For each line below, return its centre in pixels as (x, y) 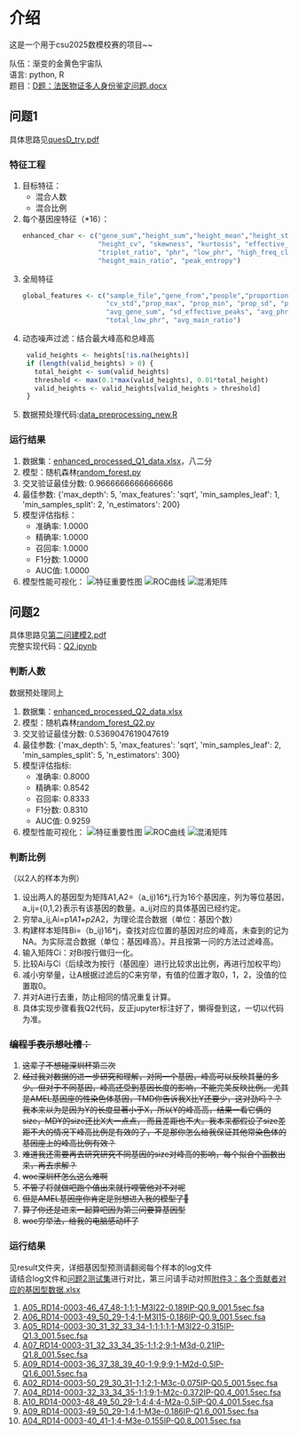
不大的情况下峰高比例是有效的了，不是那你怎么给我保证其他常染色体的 (158, 1132)
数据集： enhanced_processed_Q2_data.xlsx (102, 711)
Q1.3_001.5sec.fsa (55, 1335)
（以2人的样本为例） (47, 878)
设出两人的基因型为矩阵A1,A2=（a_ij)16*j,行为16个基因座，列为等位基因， (155, 897)
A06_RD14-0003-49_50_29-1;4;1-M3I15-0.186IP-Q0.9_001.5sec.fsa (144, 1317)
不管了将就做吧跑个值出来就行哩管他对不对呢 (104, 1188)
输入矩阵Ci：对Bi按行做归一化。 (80, 953)
